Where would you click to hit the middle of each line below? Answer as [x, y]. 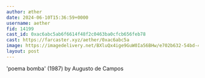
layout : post [23, 51]
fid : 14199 [20, 29]
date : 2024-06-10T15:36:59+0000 [47, 18]
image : [15, 46]
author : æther [24, 12]
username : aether [28, 23]
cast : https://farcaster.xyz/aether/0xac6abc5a [68, 40]
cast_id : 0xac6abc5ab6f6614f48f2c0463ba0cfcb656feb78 [76, 34]
